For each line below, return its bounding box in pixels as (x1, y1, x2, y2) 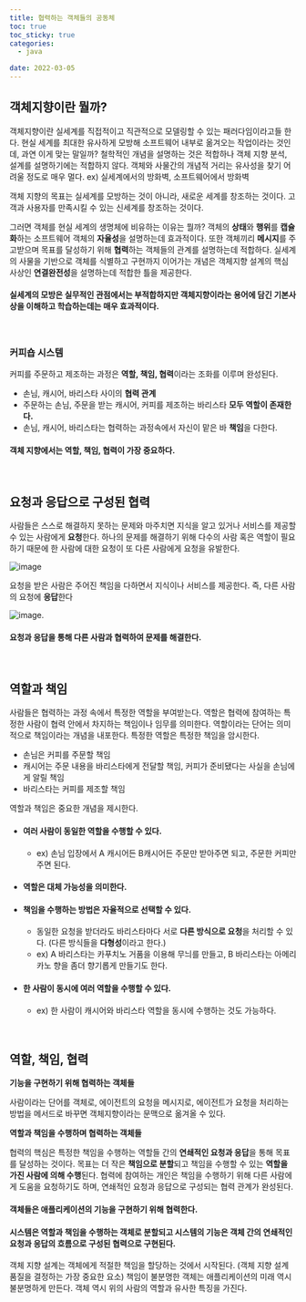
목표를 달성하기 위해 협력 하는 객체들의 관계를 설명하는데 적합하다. (40, 243, 272, 255)
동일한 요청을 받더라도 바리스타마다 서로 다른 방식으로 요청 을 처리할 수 (36, 926, 284, 937)
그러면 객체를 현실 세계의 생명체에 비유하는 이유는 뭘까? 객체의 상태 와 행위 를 (9, 221, 279, 232)
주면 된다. (36, 859, 71, 870)
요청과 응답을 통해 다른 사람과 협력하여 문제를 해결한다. (9, 631, 202, 643)
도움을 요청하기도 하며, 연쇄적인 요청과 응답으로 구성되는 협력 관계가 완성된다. (18, 1182, 294, 1193)
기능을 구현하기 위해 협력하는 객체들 (9, 1078, 135, 1089)
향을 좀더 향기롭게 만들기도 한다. (53, 960, 168, 971)
